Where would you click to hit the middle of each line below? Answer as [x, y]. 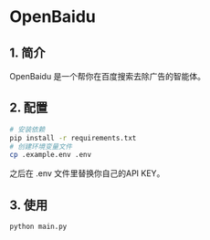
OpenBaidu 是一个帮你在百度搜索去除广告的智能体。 [107, 76]
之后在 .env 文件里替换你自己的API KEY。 [87, 173]
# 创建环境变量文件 [41, 146]
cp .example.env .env [51, 155]
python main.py [38, 227]
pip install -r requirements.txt [73, 138]
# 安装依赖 [27, 130]
